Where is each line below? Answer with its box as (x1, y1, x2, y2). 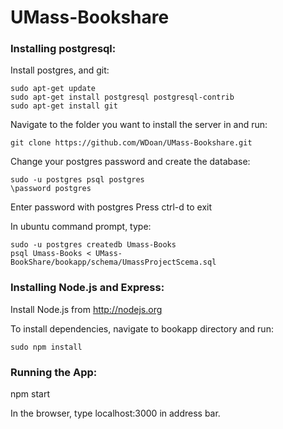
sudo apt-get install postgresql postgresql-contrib (10, 92, 235, 103)
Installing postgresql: (10, 42, 117, 56)
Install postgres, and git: (10, 64, 110, 76)
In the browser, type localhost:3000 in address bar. (10, 407, 221, 420)
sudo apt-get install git (10, 101, 118, 111)
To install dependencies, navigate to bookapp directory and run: (10, 322, 274, 335)
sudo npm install (10, 342, 83, 352)
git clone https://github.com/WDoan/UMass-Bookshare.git (10, 138, 253, 148)
